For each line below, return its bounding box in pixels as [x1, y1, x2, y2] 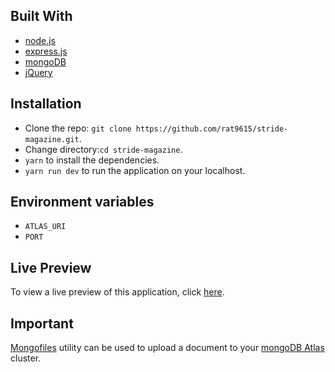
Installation [10, 95, 82, 113]
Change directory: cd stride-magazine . [24, 143, 183, 155]
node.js [24, 34, 57, 46]
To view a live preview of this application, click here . [10, 286, 225, 298]
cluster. [10, 352, 42, 364]
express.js [24, 45, 68, 57]
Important [10, 315, 74, 332]
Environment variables [10, 194, 155, 211]
